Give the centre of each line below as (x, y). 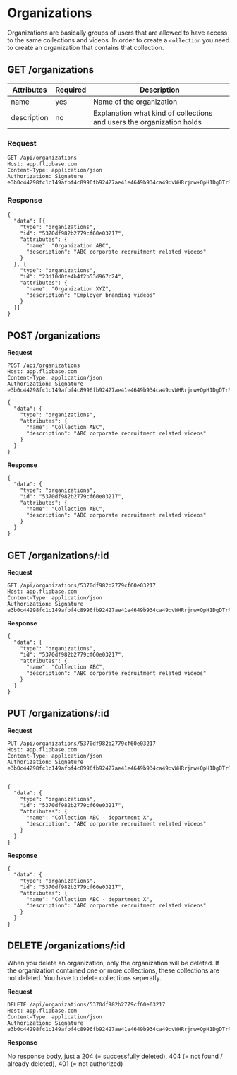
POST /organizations (54, 335)
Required (71, 90)
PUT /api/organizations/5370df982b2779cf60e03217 (82, 744)
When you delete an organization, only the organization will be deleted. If (114, 963)
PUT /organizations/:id (58, 713)
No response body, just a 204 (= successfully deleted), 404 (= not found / (115, 1056)
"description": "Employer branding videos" (91, 295)
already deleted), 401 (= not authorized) (65, 1063)
